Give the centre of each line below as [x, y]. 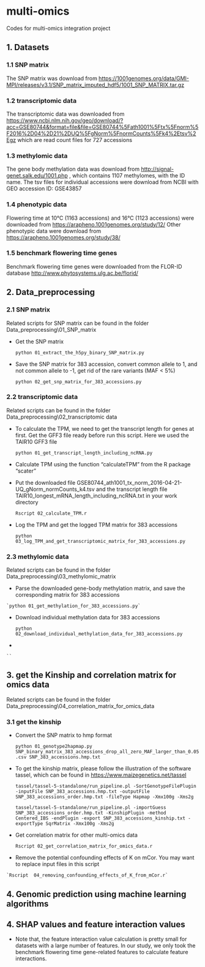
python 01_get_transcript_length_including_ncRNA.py [84, 453]
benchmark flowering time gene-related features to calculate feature [102, 952]
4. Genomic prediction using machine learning [96, 894]
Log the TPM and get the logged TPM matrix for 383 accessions [96, 525]
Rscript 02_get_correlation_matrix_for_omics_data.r [84, 846]
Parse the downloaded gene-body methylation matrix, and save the [100, 588]
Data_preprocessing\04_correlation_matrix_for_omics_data [80, 706]
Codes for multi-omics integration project [58, 28]
